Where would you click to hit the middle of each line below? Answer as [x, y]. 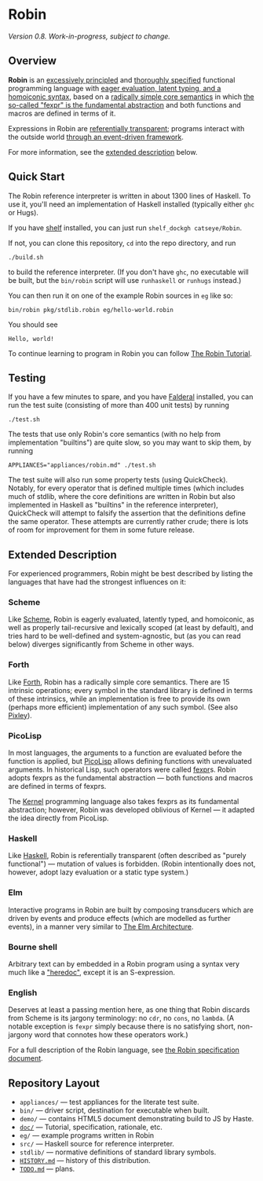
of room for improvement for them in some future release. [101, 530]
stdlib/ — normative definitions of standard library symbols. [118, 1152]
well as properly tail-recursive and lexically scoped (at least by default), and [131, 628]
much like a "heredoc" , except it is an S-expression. [91, 972]
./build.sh [26, 257]
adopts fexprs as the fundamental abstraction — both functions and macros [131, 778]
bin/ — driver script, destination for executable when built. [114, 1110]
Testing [27, 378]
